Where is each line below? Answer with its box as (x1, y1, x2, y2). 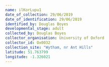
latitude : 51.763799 (5, 49, 49, 54)
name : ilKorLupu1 (5, 7, 42, 13)
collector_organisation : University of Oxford (5, 36, 104, 41)
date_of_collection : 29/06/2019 (5, 12, 73, 17)
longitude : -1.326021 (5, 54, 51, 59)
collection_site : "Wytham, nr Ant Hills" (5, 45, 93, 50)
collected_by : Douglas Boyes (5, 31, 66, 36)
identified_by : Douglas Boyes (5, 21, 69, 27)
